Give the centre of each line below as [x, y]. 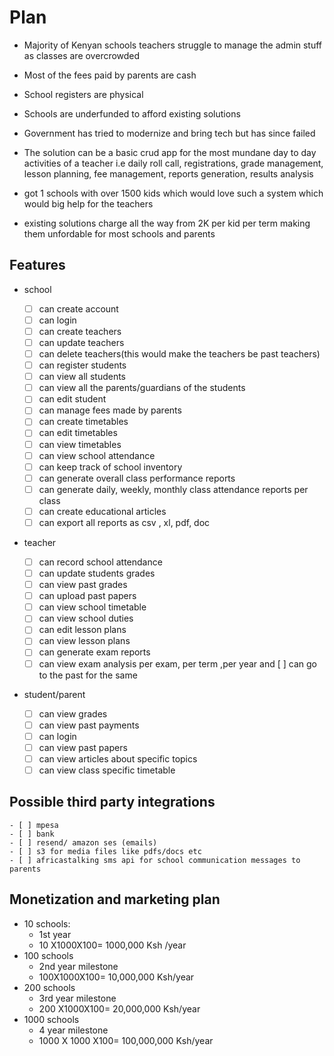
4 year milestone [73, 1030]
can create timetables [83, 422]
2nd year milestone [78, 966]
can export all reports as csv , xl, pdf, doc [124, 522]
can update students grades [97, 573]
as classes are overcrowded [82, 55]
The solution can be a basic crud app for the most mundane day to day [170, 152]
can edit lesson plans [82, 630]
